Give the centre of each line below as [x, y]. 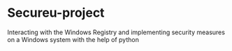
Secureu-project [56, 13]
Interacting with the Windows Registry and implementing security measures [116, 32]
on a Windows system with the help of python [73, 39]
